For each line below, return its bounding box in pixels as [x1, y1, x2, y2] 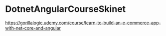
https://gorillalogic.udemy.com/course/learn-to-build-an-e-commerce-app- [5, 20, 161, 26]
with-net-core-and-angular [5, 25, 61, 31]
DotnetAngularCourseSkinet [5, 3, 126, 15]
